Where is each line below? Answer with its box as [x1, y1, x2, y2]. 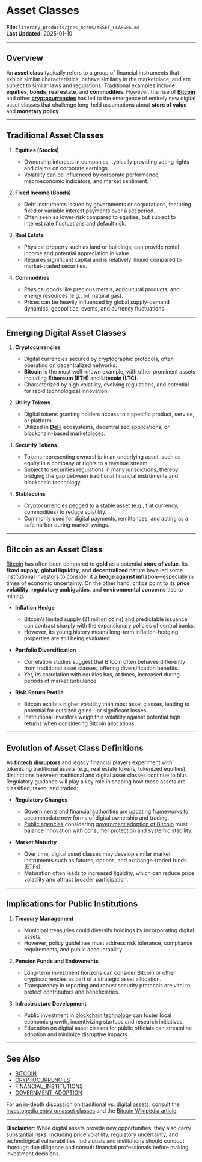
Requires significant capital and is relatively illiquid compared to [23, 256, 182, 263]
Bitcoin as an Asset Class [6, 544, 103, 554]
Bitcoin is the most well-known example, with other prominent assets [23, 368, 196, 375]
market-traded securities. [23, 262, 87, 270]
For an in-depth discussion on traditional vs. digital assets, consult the [6, 1101, 180, 1108]
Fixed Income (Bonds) [14, 189, 71, 196]
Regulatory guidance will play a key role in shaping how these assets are [6, 778, 186, 785]
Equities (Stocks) [14, 146, 59, 153]
